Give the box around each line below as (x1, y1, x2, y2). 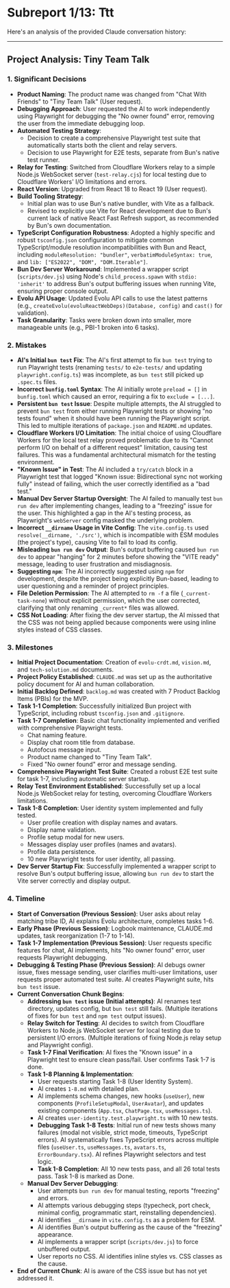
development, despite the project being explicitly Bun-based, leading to (16, 574, 219, 582)
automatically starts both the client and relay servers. (27, 141, 178, 149)
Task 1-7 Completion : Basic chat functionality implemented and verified (16, 717, 220, 725)
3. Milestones (7, 643, 53, 652)
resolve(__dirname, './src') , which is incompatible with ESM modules (16, 530, 219, 539)
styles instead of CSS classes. (16, 625, 103, 634)
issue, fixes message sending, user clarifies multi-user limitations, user (16, 968, 218, 976)
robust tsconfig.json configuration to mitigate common (16, 235, 175, 244)
